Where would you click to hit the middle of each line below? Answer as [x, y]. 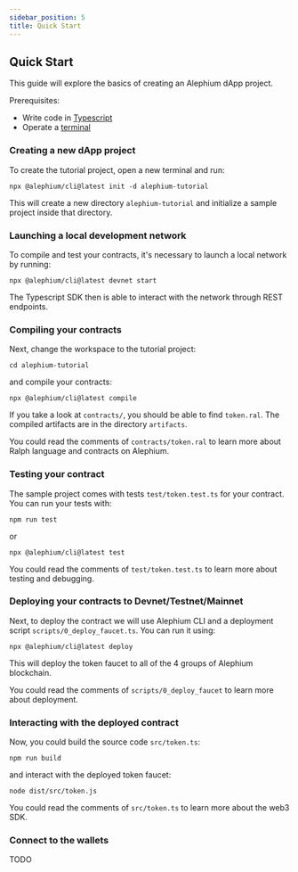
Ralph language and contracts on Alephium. [89, 451]
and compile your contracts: [61, 382]
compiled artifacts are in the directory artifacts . [98, 424]
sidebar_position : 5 [48, 17]
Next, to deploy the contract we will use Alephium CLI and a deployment [141, 621]
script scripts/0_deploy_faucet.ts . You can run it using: [113, 630]
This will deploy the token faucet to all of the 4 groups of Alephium [131, 663]
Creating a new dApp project [72, 151]
